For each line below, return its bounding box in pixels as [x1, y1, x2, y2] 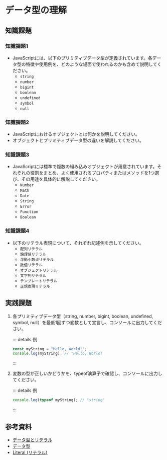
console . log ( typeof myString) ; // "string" [12, 398, 105, 403]
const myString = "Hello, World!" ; [12, 346, 87, 351]
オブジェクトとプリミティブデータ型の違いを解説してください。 [12, 137, 144, 143]
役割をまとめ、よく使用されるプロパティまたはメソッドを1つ [30, 170, 155, 176]
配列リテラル [20, 246, 43, 252]
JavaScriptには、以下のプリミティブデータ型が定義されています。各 [12, 55, 153, 61]
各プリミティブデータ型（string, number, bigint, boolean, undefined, [12, 313, 153, 319]
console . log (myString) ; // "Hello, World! [12, 351, 103, 356]
